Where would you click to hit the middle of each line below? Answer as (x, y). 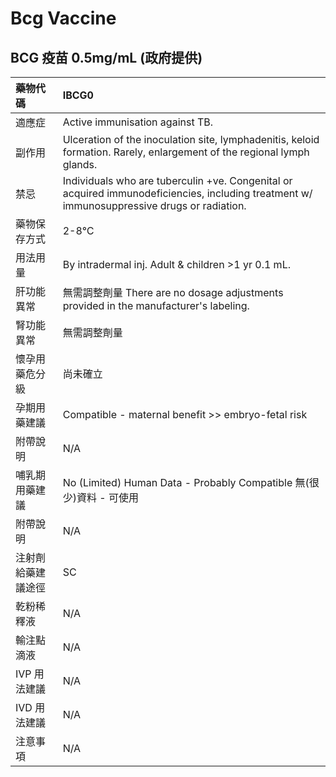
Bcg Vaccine (63, 18)
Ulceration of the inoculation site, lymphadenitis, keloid (191, 139)
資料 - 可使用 (107, 497)
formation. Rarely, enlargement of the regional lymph (186, 152)
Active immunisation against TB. (138, 122)
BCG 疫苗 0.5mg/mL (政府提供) (106, 57)
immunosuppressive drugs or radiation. (154, 205)
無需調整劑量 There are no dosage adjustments (173, 292)
